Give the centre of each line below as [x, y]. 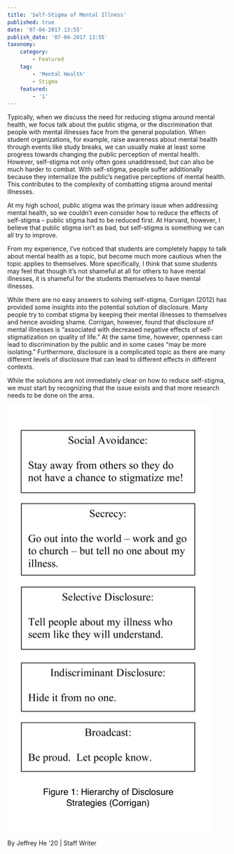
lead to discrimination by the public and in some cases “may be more [107, 345]
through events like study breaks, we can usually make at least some [106, 147]
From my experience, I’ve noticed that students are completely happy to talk [117, 249]
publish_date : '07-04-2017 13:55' [58, 37]
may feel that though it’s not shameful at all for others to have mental [106, 271]
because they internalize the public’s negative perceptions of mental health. [117, 177]
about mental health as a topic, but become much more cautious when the [115, 256]
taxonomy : [22, 45]
